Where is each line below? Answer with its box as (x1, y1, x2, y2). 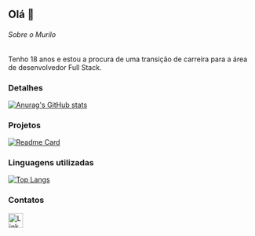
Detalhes (8, 82, 43, 93)
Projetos (8, 120, 42, 131)
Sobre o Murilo (8, 29, 56, 39)
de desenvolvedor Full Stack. (8, 62, 102, 72)
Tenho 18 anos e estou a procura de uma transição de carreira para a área (8, 54, 248, 64)
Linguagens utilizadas (8, 157, 94, 168)
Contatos (8, 194, 45, 205)
